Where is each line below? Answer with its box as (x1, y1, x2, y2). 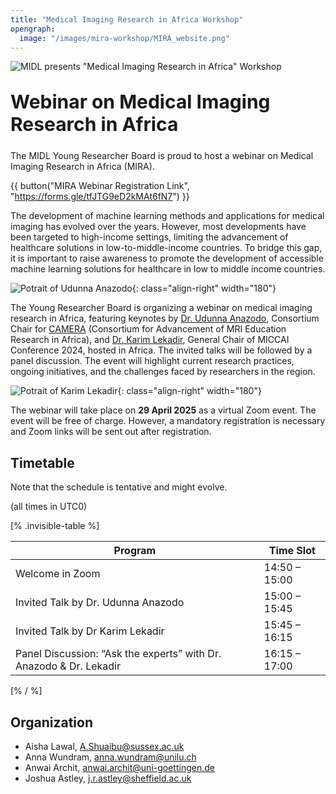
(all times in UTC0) (10, 501, 88, 513)
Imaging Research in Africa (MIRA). (10, 161, 155, 173)
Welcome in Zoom (15, 567, 101, 581)
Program (113, 544, 157, 558)
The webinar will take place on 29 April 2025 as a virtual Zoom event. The (10, 404, 317, 416)
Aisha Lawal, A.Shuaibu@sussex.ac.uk (24, 741, 185, 752)
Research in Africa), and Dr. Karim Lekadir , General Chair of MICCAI (10, 334, 290, 346)
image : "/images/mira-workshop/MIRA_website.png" (19, 33, 230, 43)
